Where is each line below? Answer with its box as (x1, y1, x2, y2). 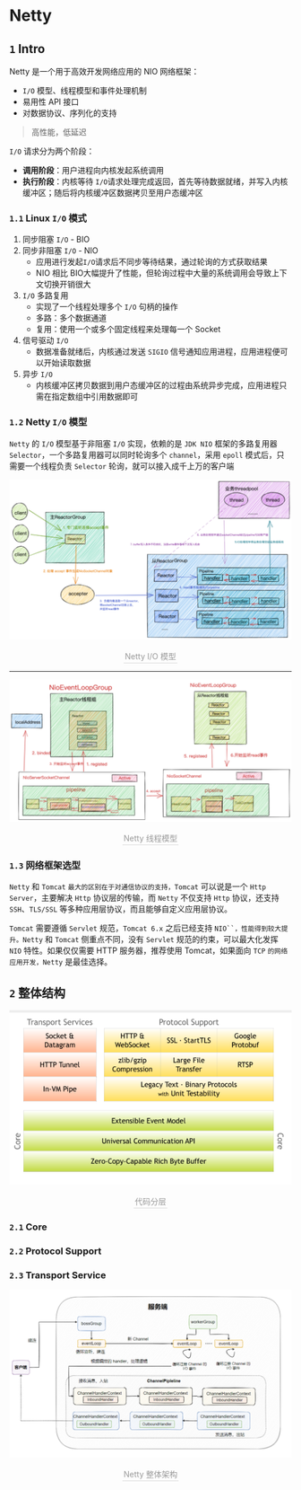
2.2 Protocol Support (9, 1245, 102, 1257)
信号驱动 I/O (21, 335, 69, 346)
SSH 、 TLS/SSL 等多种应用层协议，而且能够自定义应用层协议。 (9, 904, 233, 914)
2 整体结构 (9, 985, 65, 1001)
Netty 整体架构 (124, 1469, 177, 1480)
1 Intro (9, 41, 46, 57)
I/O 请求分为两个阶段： (9, 145, 95, 156)
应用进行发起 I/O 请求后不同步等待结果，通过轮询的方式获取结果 (35, 257, 269, 268)
